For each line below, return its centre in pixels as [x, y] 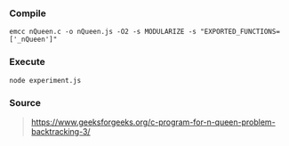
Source [25, 102]
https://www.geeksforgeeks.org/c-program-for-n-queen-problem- [153, 122]
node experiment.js [45, 80]
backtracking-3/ [60, 131]
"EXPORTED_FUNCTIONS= [240, 32]
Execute [28, 62]
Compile [28, 13]
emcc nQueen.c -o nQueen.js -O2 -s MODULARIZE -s [103, 32]
